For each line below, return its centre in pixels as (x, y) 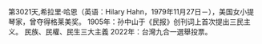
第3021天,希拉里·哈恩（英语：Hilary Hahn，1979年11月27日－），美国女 (124, 12)
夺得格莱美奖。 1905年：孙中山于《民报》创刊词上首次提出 (133, 22)
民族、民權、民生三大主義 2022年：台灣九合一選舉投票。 (118, 32)
